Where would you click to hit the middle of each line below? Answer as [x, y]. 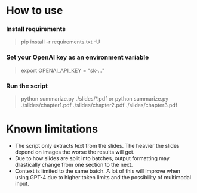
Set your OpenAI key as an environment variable [78, 57]
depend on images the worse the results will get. [75, 152]
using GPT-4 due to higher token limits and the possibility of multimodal [103, 178]
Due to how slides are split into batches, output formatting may [92, 158]
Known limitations [52, 129]
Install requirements [36, 29]
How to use [35, 10]
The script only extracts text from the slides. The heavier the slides [97, 146]
